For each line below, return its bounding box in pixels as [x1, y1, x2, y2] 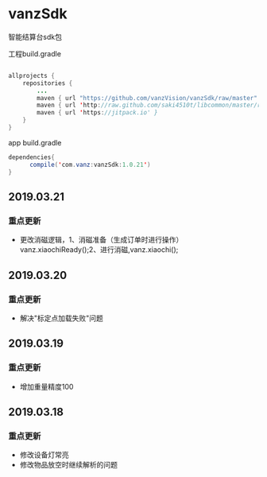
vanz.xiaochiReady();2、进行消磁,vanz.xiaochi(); [19, 245, 179, 254]
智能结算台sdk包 [8, 32, 62, 41]
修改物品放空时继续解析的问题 [19, 460, 118, 470]
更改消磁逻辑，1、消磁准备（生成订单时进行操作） [19, 235, 184, 245]
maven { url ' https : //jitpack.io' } [37, 109, 158, 117]
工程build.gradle [8, 48, 62, 58]
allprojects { [8, 72, 56, 79]
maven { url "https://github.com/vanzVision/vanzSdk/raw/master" [37, 94, 258, 102]
